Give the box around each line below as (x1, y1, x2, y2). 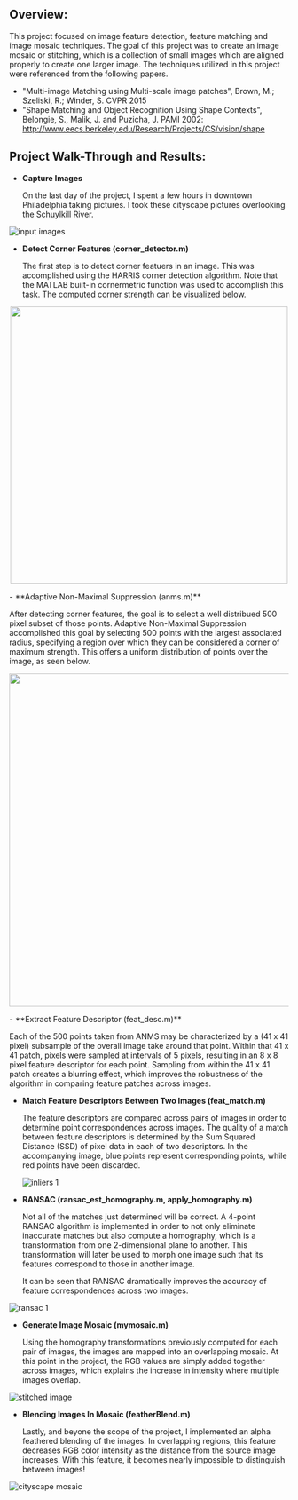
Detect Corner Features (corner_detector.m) (21, 243, 189, 254)
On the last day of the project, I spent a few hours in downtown (21, 190, 253, 201)
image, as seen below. (9, 655, 91, 666)
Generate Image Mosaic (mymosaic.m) (21, 1319, 169, 1330)
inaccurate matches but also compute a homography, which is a (21, 1230, 256, 1241)
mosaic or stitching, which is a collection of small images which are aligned (9, 49, 284, 60)
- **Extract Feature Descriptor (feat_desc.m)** (9, 1013, 182, 1024)
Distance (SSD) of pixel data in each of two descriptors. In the (21, 1140, 248, 1151)
